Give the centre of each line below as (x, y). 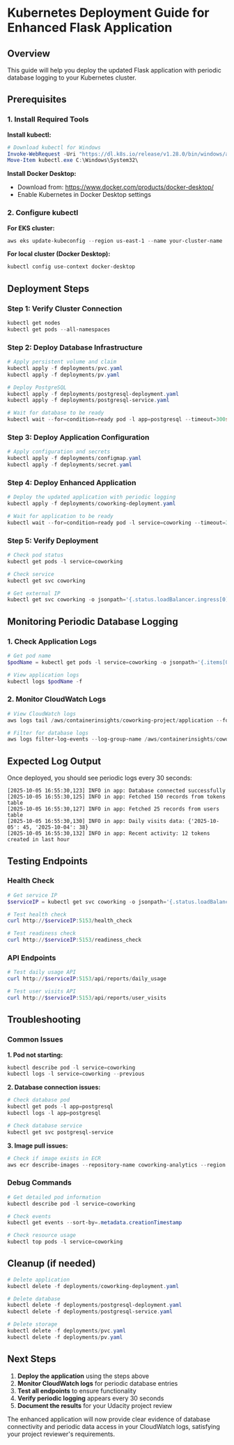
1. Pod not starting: (35, 1055)
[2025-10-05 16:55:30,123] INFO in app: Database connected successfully (117, 791)
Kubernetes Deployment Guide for (108, 13)
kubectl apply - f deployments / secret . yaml (70, 465)
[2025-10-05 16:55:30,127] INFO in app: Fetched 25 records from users (113, 809)
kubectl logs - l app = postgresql (54, 1113)
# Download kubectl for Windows (54, 147)
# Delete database (34, 1299)
